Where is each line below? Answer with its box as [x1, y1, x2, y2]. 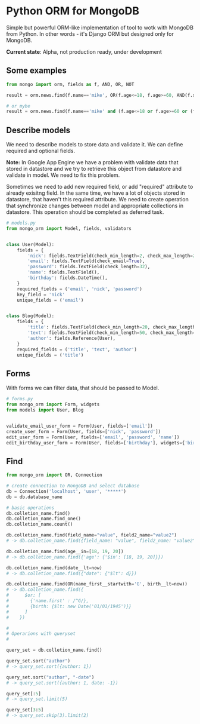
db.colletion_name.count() [6, 521, 73, 527]
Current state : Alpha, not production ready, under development [6, 48, 162, 55]
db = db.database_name [6, 494, 62, 500]
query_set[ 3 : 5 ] [6, 707, 44, 713]
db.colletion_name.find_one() [6, 516, 82, 522]
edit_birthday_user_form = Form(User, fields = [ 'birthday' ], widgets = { [6, 440, 185, 446]
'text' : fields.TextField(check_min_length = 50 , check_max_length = [27, 330, 196, 336]
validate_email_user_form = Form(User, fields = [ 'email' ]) [6, 423, 153, 429]
